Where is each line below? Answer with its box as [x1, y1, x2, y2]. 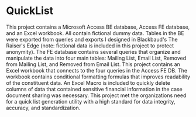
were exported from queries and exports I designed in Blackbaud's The [6, 36, 178, 43]
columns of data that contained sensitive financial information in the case [6, 85, 183, 92]
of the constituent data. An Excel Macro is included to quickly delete [6, 79, 171, 86]
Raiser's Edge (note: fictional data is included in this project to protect [6, 42, 174, 49]
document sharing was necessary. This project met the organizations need [6, 92, 187, 99]
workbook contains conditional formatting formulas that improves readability [6, 73, 191, 80]
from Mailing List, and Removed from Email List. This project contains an [6, 60, 180, 68]
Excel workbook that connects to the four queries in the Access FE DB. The [6, 67, 188, 74]
